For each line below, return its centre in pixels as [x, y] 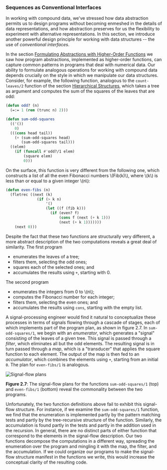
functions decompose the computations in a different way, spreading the [80, 441]
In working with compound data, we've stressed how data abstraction [77, 18]
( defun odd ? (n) [22, 106]
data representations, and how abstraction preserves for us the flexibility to [83, 29]
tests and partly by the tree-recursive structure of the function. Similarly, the [84, 420]
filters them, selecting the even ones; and [55, 302]
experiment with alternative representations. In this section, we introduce [81, 34]
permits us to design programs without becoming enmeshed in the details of [84, 23]
